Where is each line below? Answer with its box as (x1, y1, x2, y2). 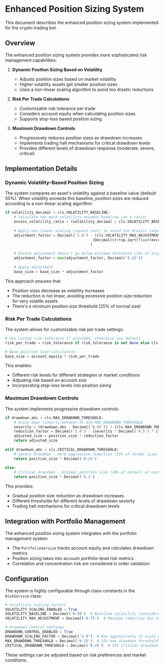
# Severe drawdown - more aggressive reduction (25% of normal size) (14, 451, 159, 457)
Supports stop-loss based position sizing (19, 116, 102, 122)
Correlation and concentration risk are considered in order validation (12, 560, 150, 566)
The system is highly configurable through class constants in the (5, 588, 135, 594)
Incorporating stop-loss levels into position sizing (12, 382, 111, 388)
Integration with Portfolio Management (5, 517, 125, 526)
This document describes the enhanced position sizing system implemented (5, 20, 159, 25)
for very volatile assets (12, 298, 58, 304)
